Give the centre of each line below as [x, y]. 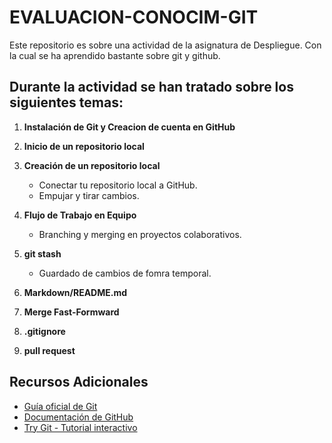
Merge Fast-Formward [71, 312]
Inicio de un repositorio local [84, 146]
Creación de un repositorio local [92, 165]
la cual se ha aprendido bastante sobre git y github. [115, 55]
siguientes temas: [66, 102]
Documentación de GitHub [78, 417]
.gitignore [44, 331]
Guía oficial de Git [60, 406]
